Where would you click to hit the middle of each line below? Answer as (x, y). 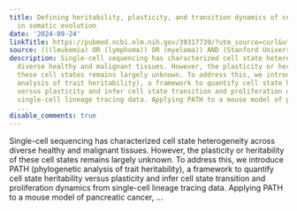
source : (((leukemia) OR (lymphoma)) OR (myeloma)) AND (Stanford (134, 50)
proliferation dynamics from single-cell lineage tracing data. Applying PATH (146, 188)
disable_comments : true (53, 116)
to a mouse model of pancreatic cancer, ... (86, 197)
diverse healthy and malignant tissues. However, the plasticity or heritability (147, 150)
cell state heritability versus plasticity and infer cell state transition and (137, 178)
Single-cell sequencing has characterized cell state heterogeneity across (142, 141)
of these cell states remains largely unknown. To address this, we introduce (147, 160)
